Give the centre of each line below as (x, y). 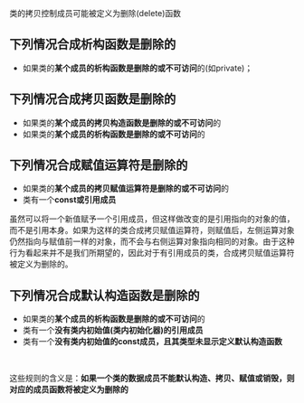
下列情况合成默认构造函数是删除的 (104, 295)
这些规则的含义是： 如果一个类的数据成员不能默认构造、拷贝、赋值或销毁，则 (152, 379)
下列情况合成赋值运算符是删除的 (99, 165)
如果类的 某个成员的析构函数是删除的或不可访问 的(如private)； (138, 68)
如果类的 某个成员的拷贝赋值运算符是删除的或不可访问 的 (125, 189)
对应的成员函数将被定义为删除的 (69, 389)
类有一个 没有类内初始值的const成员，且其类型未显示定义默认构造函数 (152, 342)
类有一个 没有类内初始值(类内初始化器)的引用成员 (113, 330)
